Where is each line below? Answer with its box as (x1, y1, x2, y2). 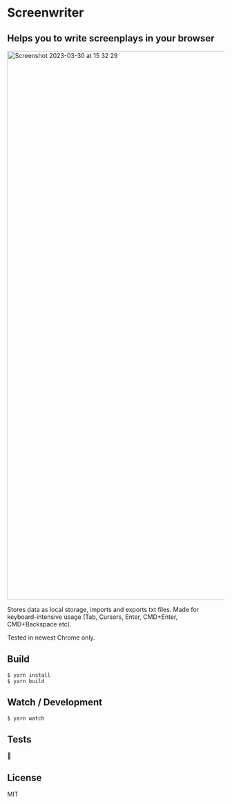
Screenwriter (7, 5, 84, 21)
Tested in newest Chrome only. (7, 633, 95, 642)
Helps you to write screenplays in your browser (7, 32, 215, 44)
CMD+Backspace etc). (7, 620, 72, 628)
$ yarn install (7, 671, 51, 678)
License (7, 772, 42, 783)
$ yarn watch (7, 715, 45, 722)
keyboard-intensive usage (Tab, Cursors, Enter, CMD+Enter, (7, 613, 178, 621)
